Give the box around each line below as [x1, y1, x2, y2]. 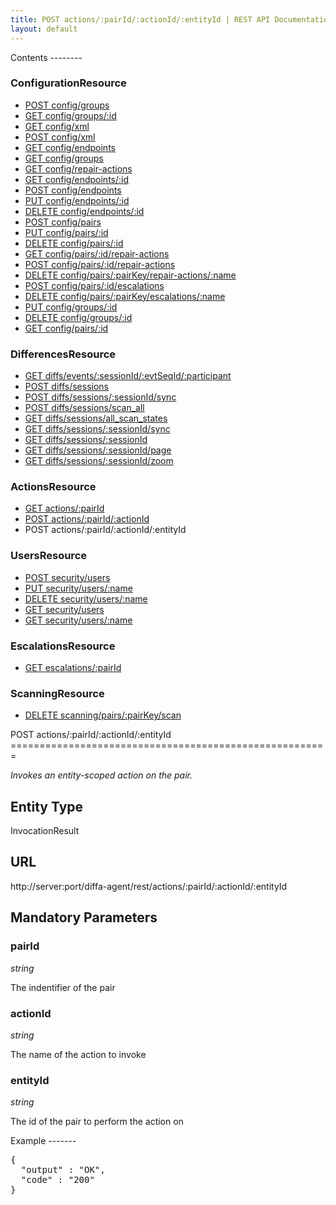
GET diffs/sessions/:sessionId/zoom [24, 455, 174, 467]
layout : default [10, 24, 78, 34]
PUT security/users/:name [24, 582, 133, 594]
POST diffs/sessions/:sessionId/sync [24, 391, 177, 403]
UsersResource [10, 549, 88, 563]
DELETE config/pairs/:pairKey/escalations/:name [24, 290, 226, 302]
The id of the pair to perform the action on [10, 1116, 184, 1128]
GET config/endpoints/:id [24, 173, 130, 185]
